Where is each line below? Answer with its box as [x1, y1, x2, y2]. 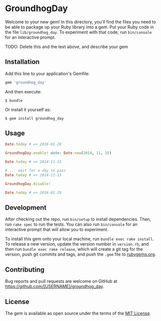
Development [5, 203, 47, 212]
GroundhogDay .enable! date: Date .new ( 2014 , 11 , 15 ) [5, 151, 112, 155]
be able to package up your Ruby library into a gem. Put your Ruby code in [5, 24, 154, 30]
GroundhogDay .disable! [5, 181, 51, 186]
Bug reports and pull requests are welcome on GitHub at [5, 278, 118, 284]
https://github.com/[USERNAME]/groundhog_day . [5, 284, 104, 290]
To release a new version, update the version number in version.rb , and [5, 241, 149, 247]
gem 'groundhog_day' [5, 80, 47, 85]
